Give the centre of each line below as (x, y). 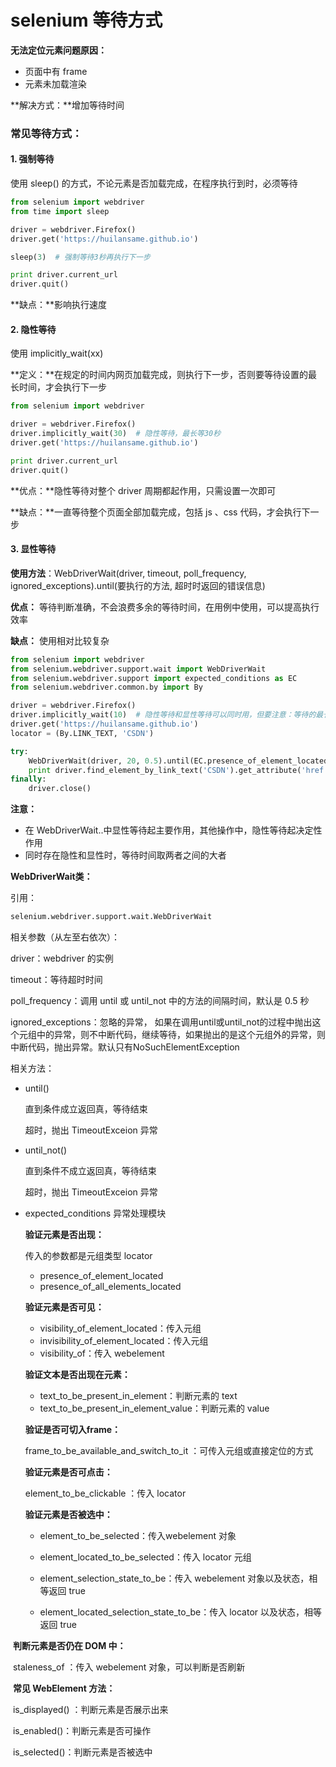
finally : (28, 779)
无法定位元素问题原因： (58, 50)
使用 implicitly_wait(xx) (57, 353)
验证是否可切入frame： (73, 1430)
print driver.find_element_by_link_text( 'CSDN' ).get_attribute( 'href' (178, 770)
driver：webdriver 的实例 (62, 958)
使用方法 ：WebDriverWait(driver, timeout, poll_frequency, (128, 573)
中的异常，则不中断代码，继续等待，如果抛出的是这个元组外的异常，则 (181, 1035)
